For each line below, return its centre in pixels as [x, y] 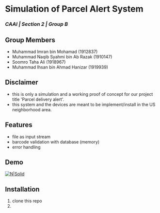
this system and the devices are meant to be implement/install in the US [84, 104]
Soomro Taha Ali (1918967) [39, 62]
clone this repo [27, 201]
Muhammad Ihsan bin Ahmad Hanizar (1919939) [60, 67]
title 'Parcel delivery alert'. [38, 99]
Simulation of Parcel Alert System [74, 9]
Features [19, 125]
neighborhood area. [32, 109]
